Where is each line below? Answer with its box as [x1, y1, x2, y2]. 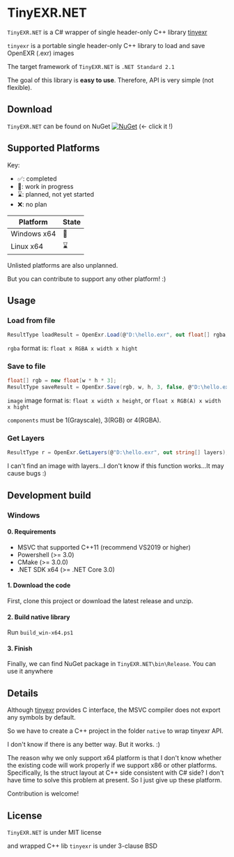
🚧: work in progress [17, 182, 74, 190]
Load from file [7, 315, 56, 325]
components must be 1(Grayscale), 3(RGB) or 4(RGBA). [7, 416, 162, 425]
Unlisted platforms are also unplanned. [7, 261, 118, 269]
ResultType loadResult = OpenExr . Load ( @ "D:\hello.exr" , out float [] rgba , [7, 331, 229, 339]
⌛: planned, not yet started [17, 190, 95, 198]
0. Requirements [7, 528, 56, 536]
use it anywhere [7, 667, 54, 676]
